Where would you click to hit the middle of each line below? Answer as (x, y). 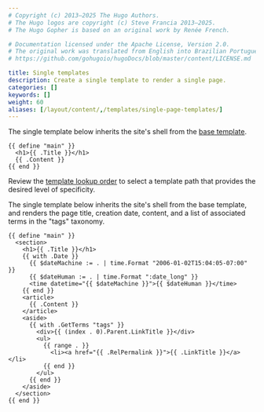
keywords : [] (29, 95)
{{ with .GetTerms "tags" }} (77, 325)
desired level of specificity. (52, 190)
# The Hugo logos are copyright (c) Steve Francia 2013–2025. (112, 23)
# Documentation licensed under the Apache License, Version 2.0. (119, 44)
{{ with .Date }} (51, 257)
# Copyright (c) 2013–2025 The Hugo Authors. (84, 15)
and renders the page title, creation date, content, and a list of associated (127, 213)
